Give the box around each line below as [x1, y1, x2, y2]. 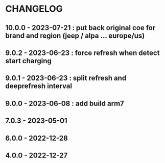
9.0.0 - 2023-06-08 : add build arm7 [5, 99, 124, 107]
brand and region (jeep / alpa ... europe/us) [5, 31, 145, 40]
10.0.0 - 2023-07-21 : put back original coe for [5, 23, 156, 32]
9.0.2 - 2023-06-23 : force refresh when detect [5, 48, 160, 57]
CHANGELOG [5, 3, 63, 15]
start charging [5, 57, 52, 65]
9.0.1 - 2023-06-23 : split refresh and [5, 74, 127, 83]
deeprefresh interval [5, 82, 73, 91]
